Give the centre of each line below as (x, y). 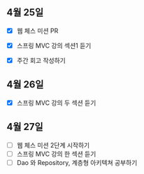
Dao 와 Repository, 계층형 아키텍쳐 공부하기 (77, 162)
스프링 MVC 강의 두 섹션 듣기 (56, 103)
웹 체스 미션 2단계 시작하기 (53, 145)
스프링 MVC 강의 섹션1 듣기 (54, 45)
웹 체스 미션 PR (37, 31)
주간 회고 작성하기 (41, 60)
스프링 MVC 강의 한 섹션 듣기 (56, 154)
